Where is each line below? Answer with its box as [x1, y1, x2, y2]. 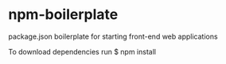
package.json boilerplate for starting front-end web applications [8, 32, 218, 41]
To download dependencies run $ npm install [8, 47, 157, 56]
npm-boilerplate [8, 6, 119, 24]
